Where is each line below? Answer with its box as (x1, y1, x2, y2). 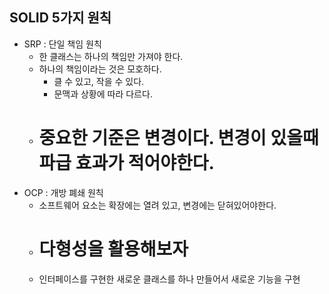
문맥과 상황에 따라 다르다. (53, 88, 153, 100)
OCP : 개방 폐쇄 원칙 (23, 186, 104, 198)
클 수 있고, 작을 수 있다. (53, 75, 145, 87)
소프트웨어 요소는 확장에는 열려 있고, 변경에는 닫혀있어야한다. (38, 199, 277, 211)
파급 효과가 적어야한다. (38, 152, 215, 174)
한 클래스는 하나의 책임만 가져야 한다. (38, 50, 184, 62)
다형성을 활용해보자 (38, 238, 189, 260)
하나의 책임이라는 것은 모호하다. (38, 63, 162, 75)
